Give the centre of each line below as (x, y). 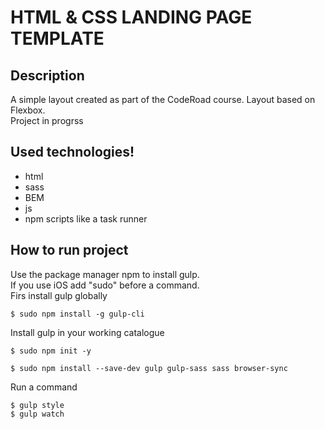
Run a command (44, 387)
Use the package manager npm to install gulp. (105, 274)
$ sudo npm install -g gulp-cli (77, 314)
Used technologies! (72, 152)
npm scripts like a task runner (86, 218)
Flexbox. (28, 110)
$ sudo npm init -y (51, 351)
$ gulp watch (37, 414)
